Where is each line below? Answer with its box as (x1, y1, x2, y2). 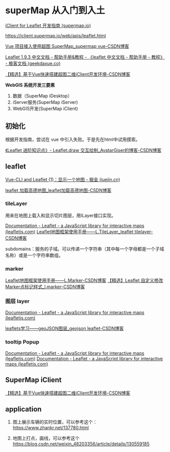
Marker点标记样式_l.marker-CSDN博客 (5, 284, 85, 290)
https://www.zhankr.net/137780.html (12, 425, 89, 431)
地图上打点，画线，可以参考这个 (12, 435, 80, 441)
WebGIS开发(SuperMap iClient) (12, 105, 78, 111)
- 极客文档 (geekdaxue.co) (5, 60, 61, 66)
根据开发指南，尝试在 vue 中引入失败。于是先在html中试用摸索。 (5, 136, 141, 143)
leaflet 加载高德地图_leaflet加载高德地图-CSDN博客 (5, 187, 112, 193)
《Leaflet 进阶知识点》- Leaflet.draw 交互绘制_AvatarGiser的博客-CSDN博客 (5, 147, 162, 153)
